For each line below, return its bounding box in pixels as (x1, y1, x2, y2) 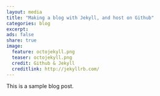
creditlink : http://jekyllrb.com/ (12, 65, 100, 72)
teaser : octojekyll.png (12, 54, 72, 61)
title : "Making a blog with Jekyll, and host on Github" (6, 15, 155, 21)
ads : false (6, 32, 34, 38)
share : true (6, 37, 37, 43)
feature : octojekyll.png (12, 49, 75, 55)
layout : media (6, 9, 43, 15)
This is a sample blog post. (6, 83, 74, 90)
